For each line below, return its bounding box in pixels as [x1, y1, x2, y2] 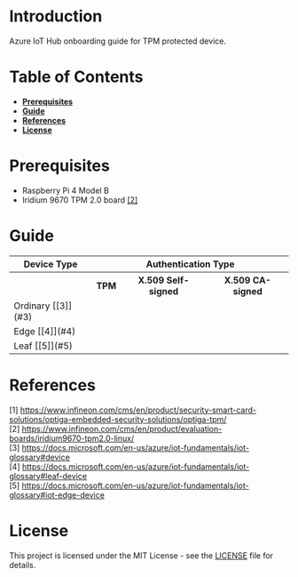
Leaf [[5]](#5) [13, 340, 74, 352]
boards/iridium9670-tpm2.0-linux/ [9, 433, 135, 444]
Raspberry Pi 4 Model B [21, 185, 109, 196]
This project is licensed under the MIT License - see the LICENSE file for [9, 549, 273, 561]
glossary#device [9, 452, 71, 462]
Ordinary [13, 300, 51, 312]
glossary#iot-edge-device [9, 489, 105, 500]
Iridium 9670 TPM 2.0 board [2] [21, 194, 138, 205]
